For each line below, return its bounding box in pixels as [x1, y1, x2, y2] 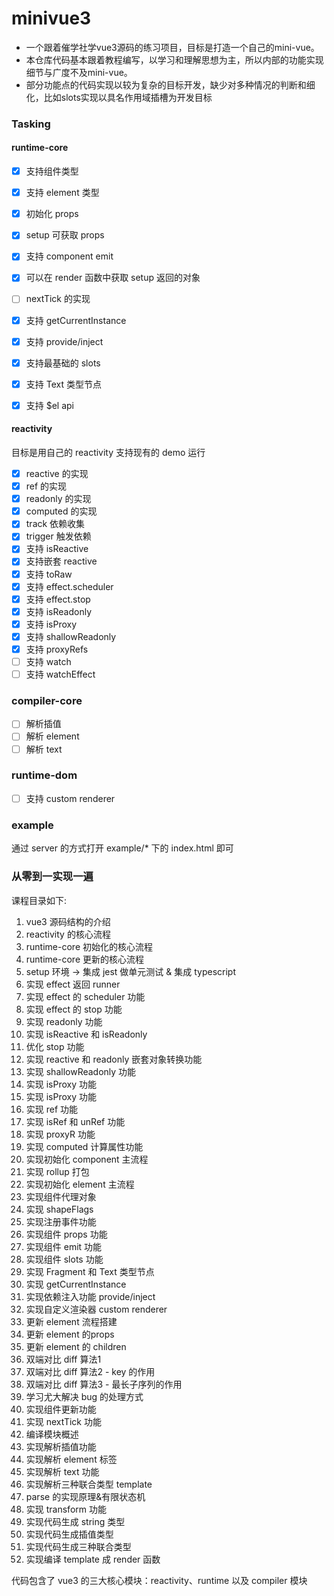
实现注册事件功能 [25, 1215, 97, 1227]
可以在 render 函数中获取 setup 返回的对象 [25, 272, 201, 284]
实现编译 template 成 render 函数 [25, 1553, 161, 1565]
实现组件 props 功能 [25, 1228, 108, 1240]
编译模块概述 [25, 1428, 79, 1440]
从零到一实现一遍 [11, 870, 94, 884]
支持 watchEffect [25, 668, 96, 681]
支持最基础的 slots [25, 357, 101, 369]
